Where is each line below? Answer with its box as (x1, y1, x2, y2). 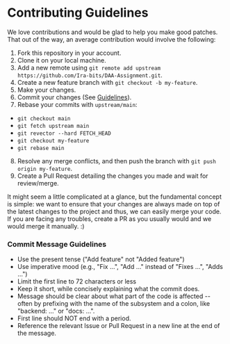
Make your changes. (17, 85, 76, 94)
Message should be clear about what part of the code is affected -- (17, 292, 211, 300)
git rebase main (17, 145, 65, 151)
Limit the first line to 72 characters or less (17, 277, 137, 286)
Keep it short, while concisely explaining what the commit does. (17, 285, 200, 293)
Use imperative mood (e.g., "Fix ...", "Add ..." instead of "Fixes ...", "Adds (17, 263, 224, 271)
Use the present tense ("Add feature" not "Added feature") (17, 255, 186, 263)
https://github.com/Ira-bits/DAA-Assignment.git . (17, 71, 163, 79)
